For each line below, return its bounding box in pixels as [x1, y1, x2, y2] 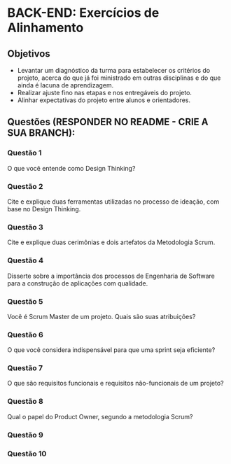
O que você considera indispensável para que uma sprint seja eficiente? [7, 346, 216, 354]
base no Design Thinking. [7, 204, 81, 213]
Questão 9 [7, 430, 43, 440]
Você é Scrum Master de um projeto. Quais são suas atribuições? [7, 312, 196, 321]
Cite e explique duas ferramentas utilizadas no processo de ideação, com [7, 197, 220, 206]
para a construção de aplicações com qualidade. [7, 279, 148, 288]
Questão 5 [7, 296, 43, 306]
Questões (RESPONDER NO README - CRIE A [7, 116, 209, 128]
